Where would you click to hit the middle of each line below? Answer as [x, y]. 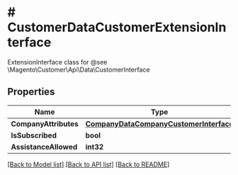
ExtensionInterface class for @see [57, 62]
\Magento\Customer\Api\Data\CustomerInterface [79, 69]
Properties [31, 92]
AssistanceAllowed [44, 147]
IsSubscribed [34, 135]
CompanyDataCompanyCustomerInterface [159, 123]
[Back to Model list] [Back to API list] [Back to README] [89, 164]
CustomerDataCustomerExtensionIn [117, 27]
